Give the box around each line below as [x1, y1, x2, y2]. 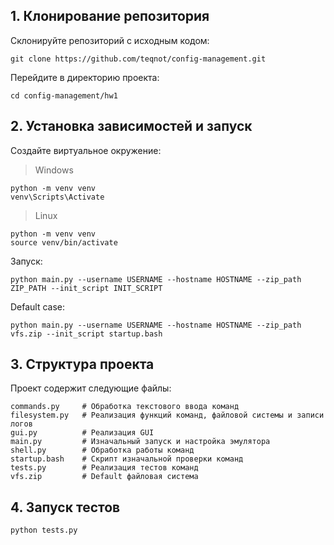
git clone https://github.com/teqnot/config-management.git [10, 54, 267, 64]
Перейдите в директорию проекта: [10, 71, 160, 83]
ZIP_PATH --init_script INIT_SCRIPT [10, 283, 163, 293]
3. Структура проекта [10, 356, 155, 373]
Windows [34, 164, 74, 176]
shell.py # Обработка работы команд [10, 445, 195, 456]
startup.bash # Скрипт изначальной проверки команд [10, 454, 244, 464]
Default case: [10, 300, 66, 313]
